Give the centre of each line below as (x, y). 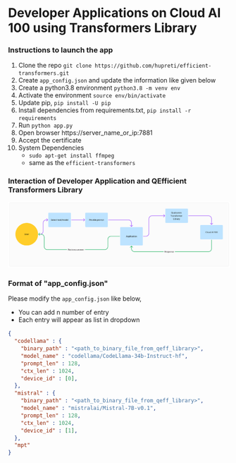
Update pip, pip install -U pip (64, 103)
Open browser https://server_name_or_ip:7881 (86, 133)
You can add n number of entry (63, 313)
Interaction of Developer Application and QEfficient (98, 181)
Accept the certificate (50, 140)
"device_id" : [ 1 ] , (49, 431)
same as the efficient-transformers (82, 163)
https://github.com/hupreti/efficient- (153, 66)
